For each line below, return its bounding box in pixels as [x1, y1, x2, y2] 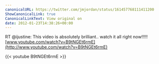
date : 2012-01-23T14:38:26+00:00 [5, 20, 73, 26]
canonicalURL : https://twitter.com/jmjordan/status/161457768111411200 [5, 7, 154, 12]
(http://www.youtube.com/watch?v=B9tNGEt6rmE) [5, 44, 108, 50]
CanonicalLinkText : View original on [5, 16, 82, 21]
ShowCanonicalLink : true [5, 12, 56, 16]
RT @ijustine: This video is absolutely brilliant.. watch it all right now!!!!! [5, 34, 148, 40]
